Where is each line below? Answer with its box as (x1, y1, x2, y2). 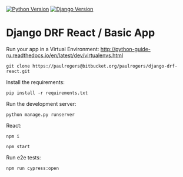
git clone (6, 63, 31, 69)
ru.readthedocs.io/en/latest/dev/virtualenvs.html (6, 52, 124, 59)
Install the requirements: (6, 78, 65, 85)
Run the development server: (6, 100, 76, 107)
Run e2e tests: (6, 153, 41, 161)
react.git (6, 68, 31, 74)
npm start (6, 143, 31, 149)
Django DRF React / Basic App (6, 26, 155, 39)
